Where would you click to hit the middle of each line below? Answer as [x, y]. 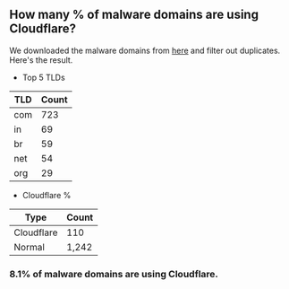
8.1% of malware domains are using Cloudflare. [114, 274]
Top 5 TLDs [43, 77]
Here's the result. [41, 60]
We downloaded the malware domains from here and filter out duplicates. [145, 50]
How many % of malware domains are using [134, 15]
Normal [29, 247]
